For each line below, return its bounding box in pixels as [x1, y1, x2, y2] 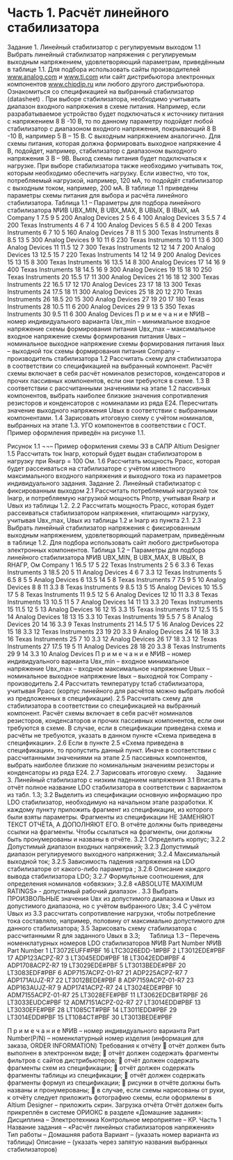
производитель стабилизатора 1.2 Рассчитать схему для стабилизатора [7, 354, 222, 362]
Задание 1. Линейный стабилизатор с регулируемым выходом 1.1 [7, 43, 201, 51]
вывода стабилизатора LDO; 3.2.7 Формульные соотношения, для [7, 872, 204, 880]
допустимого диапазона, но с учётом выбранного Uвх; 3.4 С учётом [7, 902, 211, 910]
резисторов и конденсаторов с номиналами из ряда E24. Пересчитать [7, 399, 218, 407]
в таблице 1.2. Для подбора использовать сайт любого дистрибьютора [7, 538, 219, 546]
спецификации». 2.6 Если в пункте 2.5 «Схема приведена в [7, 738, 184, 747]
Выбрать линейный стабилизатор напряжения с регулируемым [7, 50, 197, 59]
